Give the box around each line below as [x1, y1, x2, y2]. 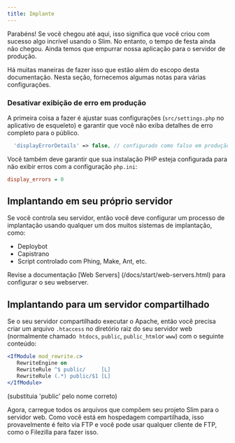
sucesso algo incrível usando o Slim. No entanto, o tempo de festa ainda [7, 36, 216, 46]
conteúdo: [7, 339, 37, 348]
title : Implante [7, 10, 55, 18]
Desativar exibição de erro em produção [7, 97, 147, 107]
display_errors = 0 [7, 176, 64, 183]
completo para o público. [7, 128, 80, 137]
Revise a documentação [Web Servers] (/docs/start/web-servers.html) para [7, 271, 226, 279]
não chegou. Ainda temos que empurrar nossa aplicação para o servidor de [7, 44, 226, 53]
